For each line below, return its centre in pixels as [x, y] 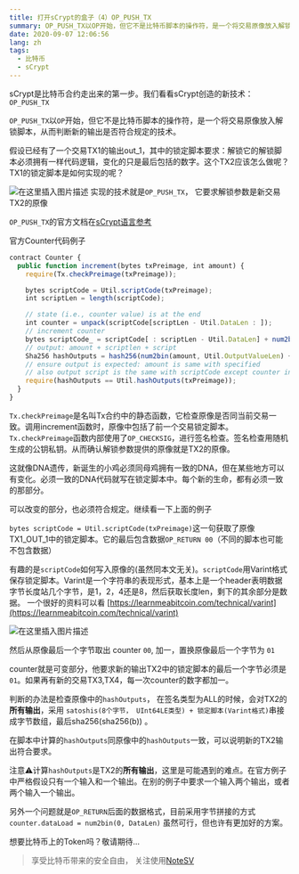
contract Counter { [45, 257]
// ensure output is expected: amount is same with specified [143, 364]
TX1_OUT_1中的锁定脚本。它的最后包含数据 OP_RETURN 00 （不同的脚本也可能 [146, 539]
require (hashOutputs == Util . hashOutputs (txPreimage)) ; [131, 381]
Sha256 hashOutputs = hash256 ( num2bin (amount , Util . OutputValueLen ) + [159, 356]
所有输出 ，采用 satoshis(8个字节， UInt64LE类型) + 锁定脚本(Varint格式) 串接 [147, 710]
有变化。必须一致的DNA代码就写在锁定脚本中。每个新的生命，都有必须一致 [146, 478]
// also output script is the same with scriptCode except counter [153, 372]
